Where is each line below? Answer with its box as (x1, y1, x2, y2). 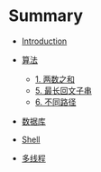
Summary (8, 5, 83, 26)
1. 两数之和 (34, 74, 76, 85)
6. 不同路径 (34, 96, 77, 107)
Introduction (21, 35, 68, 46)
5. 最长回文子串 (34, 85, 92, 96)
